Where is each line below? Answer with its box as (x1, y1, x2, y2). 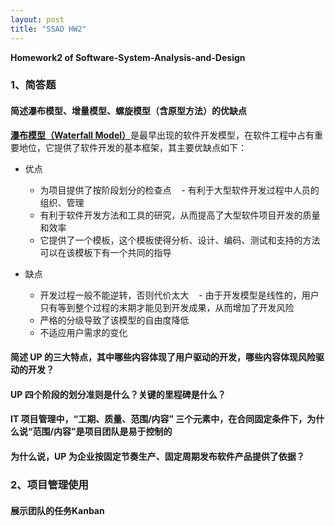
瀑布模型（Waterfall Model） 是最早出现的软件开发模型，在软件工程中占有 (10, 129, 315, 141)
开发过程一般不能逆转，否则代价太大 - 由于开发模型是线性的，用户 (39, 289, 320, 301)
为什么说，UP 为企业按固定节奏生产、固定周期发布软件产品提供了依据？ (10, 451, 305, 462)
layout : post (10, 14, 65, 25)
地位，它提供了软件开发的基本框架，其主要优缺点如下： (18, 141, 247, 153)
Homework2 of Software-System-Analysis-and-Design (10, 51, 246, 63)
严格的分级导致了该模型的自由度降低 (39, 314, 190, 326)
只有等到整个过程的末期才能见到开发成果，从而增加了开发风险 (39, 301, 295, 313)
